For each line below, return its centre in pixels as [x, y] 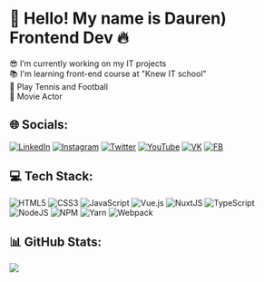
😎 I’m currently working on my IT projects [88, 63]
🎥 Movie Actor [36, 96]
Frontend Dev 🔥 [69, 38]
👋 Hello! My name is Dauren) [118, 19]
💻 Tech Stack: [51, 176]
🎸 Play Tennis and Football [59, 86]
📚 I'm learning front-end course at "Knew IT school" [108, 73]
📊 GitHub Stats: [56, 242]
